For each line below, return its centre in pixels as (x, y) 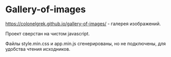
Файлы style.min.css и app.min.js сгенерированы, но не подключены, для (85, 43)
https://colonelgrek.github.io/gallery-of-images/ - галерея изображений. (83, 24)
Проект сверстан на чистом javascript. (47, 33)
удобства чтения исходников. (38, 49)
